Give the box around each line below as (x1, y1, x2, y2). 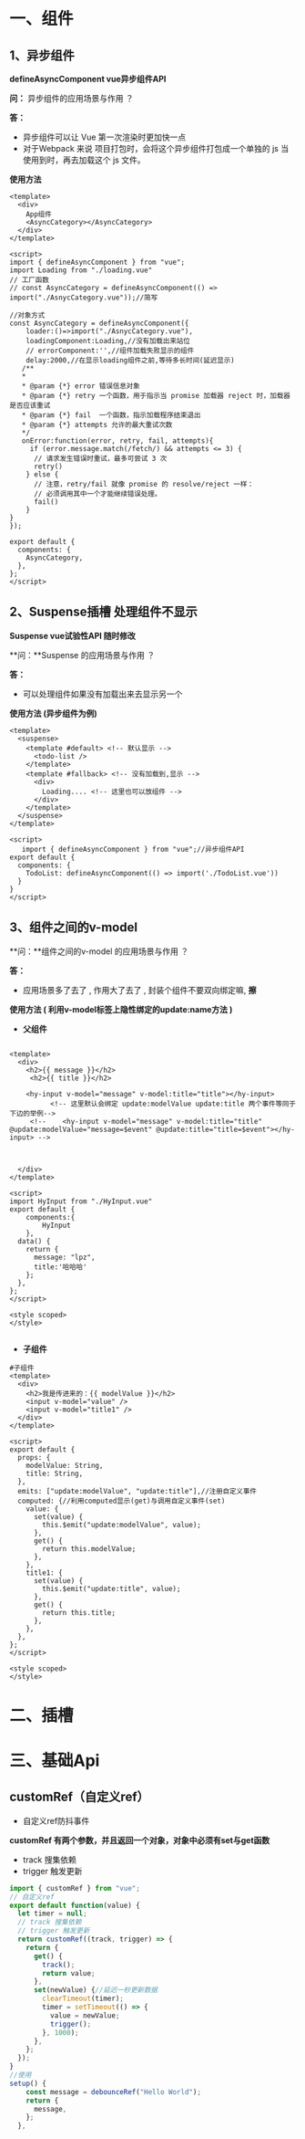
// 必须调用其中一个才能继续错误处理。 (33, 489, 162, 498)
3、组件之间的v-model (9, 919, 138, 936)
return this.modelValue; (42, 1544, 137, 1553)
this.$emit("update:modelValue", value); (42, 1520, 202, 1529)
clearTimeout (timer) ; (42, 1994, 125, 2004)
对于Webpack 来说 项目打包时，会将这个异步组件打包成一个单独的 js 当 (22, 143, 290, 153)
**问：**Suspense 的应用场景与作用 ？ (9, 649, 156, 660)
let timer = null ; (17, 1909, 88, 1918)
